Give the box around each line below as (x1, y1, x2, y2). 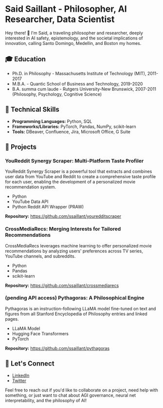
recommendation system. (5, 184, 56, 190)
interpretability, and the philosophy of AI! (5, 397, 87, 403)
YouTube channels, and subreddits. (5, 253, 76, 259)
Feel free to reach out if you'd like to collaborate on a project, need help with (5, 387, 158, 393)
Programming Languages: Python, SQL (12, 118, 92, 124)
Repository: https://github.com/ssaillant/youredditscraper (5, 213, 122, 219)
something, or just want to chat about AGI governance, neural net (5, 392, 136, 398)
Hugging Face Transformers (12, 330, 69, 336)
